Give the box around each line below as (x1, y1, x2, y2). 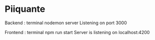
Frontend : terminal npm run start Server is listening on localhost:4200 (5, 29, 150, 35)
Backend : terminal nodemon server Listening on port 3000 (5, 20, 127, 26)
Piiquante (5, 3, 46, 15)
